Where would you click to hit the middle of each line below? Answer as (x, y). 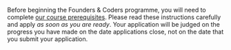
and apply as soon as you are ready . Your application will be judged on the (114, 24)
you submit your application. (48, 39)
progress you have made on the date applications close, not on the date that (115, 32)
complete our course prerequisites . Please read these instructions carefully (114, 17)
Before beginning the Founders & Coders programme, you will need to (107, 10)
